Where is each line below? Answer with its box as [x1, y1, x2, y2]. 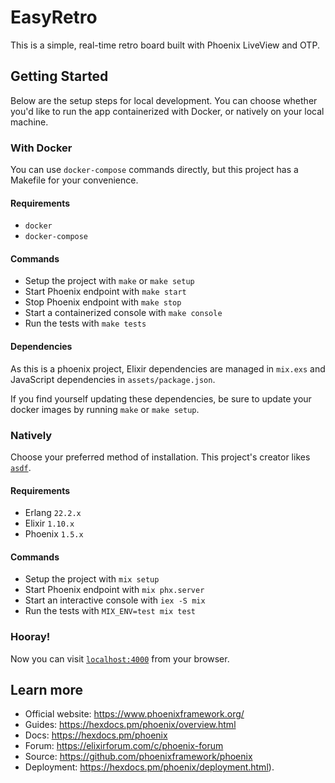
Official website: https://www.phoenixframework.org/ [24, 708, 245, 720]
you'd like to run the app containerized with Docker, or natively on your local [10, 105, 325, 117]
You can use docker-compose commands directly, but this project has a [10, 164, 299, 176]
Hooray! [10, 630, 51, 644]
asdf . [10, 461, 32, 473]
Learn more [10, 682, 84, 699]
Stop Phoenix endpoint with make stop [24, 296, 182, 308]
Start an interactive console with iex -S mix [24, 594, 206, 606]
